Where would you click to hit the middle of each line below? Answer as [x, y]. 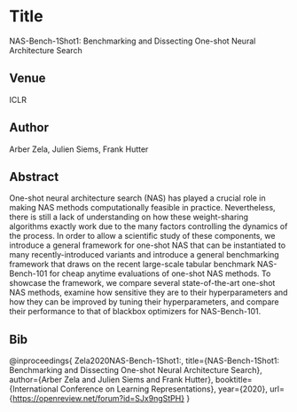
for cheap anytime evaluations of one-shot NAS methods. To [160, 273]
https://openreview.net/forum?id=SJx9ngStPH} [98, 399]
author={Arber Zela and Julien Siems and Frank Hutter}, [111, 380]
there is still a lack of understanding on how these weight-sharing [129, 217]
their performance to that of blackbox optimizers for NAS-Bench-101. [135, 312]
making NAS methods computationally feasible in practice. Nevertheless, [143, 208]
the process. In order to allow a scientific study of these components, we [142, 236]
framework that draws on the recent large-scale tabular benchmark [132, 265]
